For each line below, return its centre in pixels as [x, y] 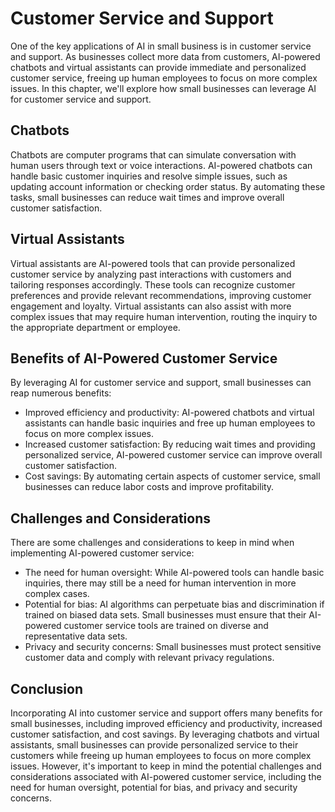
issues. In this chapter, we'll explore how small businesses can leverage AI [163, 88]
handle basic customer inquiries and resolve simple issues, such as [149, 176]
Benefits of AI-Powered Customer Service [144, 358]
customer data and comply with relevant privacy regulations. [149, 658]
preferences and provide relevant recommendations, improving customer [161, 295]
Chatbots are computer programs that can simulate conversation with [153, 154]
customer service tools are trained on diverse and [166, 626]
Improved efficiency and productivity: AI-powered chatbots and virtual [169, 413]
